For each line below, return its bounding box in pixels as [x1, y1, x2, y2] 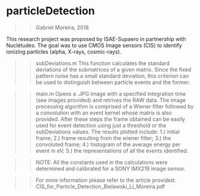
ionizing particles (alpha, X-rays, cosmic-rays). [6, 48, 122, 55]
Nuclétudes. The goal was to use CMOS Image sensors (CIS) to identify [6, 42, 182, 49]
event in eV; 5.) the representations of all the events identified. [35, 147, 189, 154]
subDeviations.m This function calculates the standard [35, 60, 170, 67]
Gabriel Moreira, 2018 [35, 24, 90, 31]
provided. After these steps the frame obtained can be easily [35, 115, 186, 123]
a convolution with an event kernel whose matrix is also [35, 109, 172, 116]
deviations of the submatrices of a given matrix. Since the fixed [35, 66, 192, 73]
